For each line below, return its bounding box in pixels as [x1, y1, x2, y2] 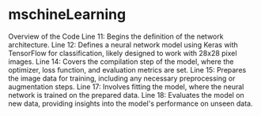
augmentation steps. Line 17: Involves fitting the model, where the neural [8, 81, 244, 92]
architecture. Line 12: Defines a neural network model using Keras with [8, 39, 239, 49]
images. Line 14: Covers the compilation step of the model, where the [8, 57, 234, 66]
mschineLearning [8, 6, 127, 24]
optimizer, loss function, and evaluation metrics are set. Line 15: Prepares [8, 65, 247, 74]
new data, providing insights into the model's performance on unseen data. [8, 99, 253, 108]
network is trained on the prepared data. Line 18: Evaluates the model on [8, 90, 245, 99]
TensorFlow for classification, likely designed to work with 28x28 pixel [8, 48, 237, 58]
